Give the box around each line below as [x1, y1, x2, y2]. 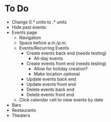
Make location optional [33, 71, 80, 77]
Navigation [19, 35, 41, 41]
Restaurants [11, 107, 36, 113]
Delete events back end [26, 86, 75, 92]
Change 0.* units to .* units [11, 19, 67, 25]
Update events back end [26, 76, 77, 82]
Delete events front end [26, 91, 74, 98]
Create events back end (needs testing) [26, 50, 107, 56]
